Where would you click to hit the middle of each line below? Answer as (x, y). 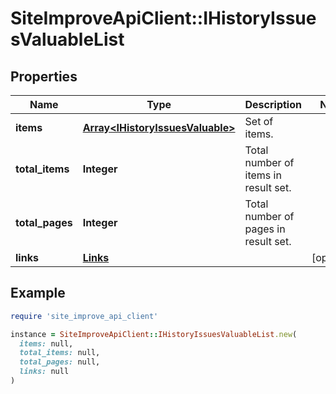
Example (38, 293)
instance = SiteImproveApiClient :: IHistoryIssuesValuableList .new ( (154, 334)
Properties (44, 76)
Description (273, 104)
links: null (44, 372)
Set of (259, 121)
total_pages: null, (60, 362)
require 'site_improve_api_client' (84, 316)
